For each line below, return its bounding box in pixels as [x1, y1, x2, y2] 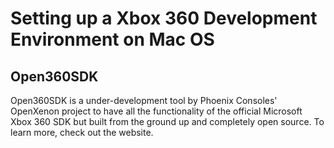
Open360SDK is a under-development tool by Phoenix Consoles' [10, 95, 278, 106]
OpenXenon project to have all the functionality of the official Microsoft [10, 105, 303, 117]
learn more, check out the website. [10, 127, 154, 138]
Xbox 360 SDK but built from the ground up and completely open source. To [10, 116, 325, 127]
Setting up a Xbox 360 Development [10, 7, 318, 30]
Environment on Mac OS [10, 28, 215, 51]
